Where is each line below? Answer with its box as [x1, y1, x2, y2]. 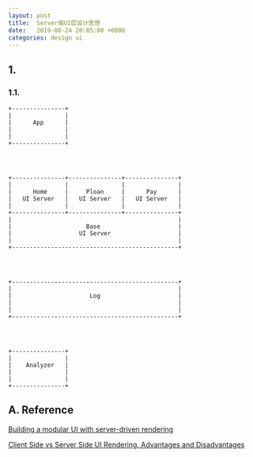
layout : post [8, 11, 51, 20]
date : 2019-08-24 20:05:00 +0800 [8, 26, 126, 34]
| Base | [8, 223, 182, 230]
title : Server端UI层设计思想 [8, 19, 100, 27]
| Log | [8, 291, 182, 299]
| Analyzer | [8, 361, 69, 369]
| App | [8, 118, 69, 127]
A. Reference [8, 403, 74, 417]
